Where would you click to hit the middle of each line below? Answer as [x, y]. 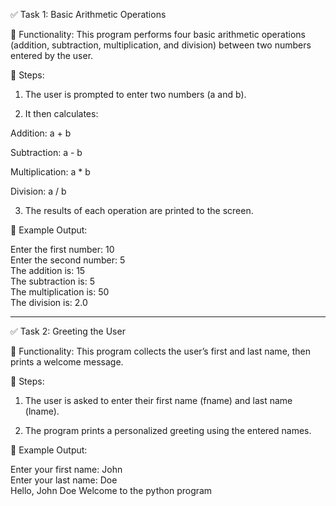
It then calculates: [61, 113]
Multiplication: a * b [50, 172]
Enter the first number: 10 [62, 249]
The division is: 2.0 [49, 302]
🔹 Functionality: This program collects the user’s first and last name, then [161, 351]
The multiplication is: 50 [60, 292]
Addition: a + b [41, 133]
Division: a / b [38, 191]
